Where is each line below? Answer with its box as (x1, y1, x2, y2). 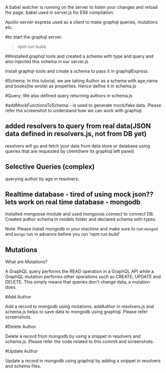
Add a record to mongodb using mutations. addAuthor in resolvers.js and (5, 303, 154, 309)
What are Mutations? (5, 259, 48, 265)
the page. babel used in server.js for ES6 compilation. (5, 9, 114, 15)
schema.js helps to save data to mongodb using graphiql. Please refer (5, 309, 148, 315)
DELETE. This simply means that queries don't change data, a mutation (5, 279, 150, 285)
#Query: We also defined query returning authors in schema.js (5, 93, 133, 98)
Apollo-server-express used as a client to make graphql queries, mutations (5, 19, 158, 25)
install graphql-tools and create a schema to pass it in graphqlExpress (5, 68, 148, 74)
